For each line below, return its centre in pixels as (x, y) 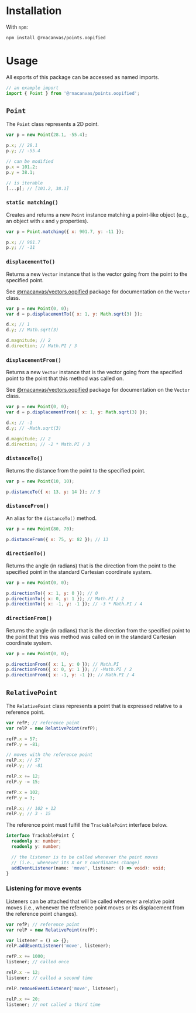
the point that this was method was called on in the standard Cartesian (91, 636)
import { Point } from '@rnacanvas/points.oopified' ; (73, 93)
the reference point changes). (42, 913)
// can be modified (30, 162)
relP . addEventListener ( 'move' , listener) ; (59, 946)
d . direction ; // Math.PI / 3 (42, 346)
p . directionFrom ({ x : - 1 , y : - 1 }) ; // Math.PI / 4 (71, 675)
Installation (34, 11)
